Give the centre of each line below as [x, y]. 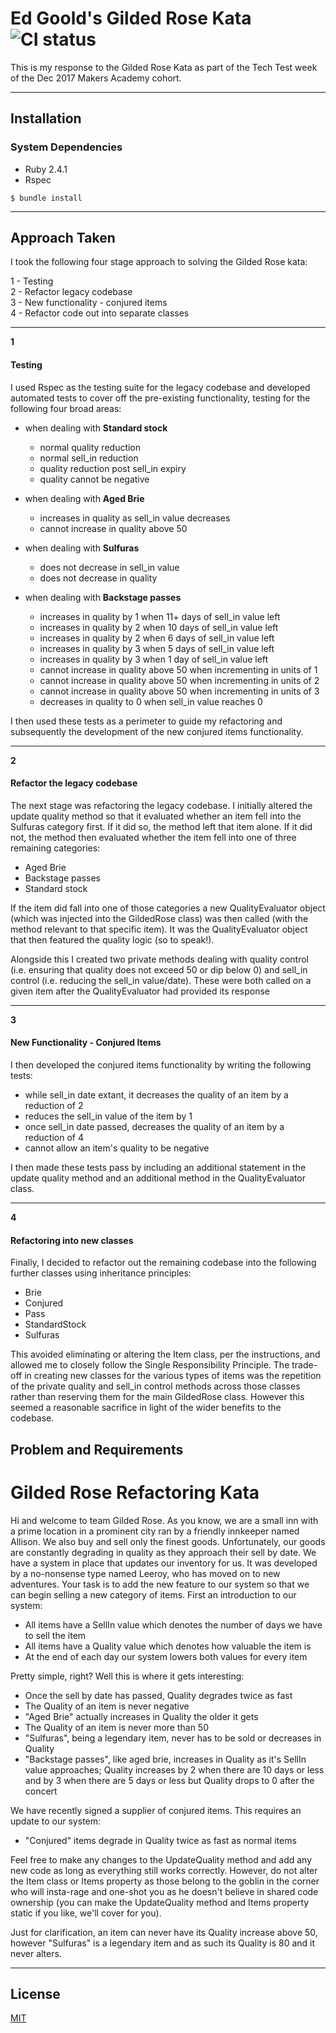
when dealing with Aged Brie [84, 498]
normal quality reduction [90, 447]
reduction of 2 [54, 1106]
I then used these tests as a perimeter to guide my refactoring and [146, 721]
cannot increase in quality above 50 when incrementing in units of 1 [178, 669]
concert [41, 1791]
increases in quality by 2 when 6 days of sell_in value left [157, 638]
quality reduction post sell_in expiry [113, 468]
